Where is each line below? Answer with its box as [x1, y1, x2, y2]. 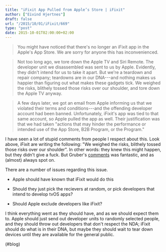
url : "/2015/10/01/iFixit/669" [5, 21, 70, 26]
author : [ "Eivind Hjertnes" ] [5, 12, 65, 17]
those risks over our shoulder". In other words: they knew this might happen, [5, 147, 162, 152]
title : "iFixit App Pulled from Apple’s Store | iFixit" [5, 7, 125, 12]
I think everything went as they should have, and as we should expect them [5, 210, 159, 216]
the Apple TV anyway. [17, 90, 62, 96]
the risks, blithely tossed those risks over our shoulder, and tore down [17, 85, 160, 91]
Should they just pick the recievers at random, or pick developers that [12, 186, 155, 191]
